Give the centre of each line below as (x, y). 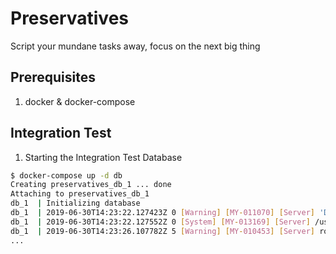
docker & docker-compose (80, 101)
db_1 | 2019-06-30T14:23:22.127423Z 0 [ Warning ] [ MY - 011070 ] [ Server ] (162, 213)
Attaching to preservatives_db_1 (80, 194)
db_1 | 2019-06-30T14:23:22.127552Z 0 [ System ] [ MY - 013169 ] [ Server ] (160, 222)
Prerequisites (53, 77)
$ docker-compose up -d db (66, 175)
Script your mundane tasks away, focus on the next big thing (135, 46)
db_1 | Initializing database (75, 203)
